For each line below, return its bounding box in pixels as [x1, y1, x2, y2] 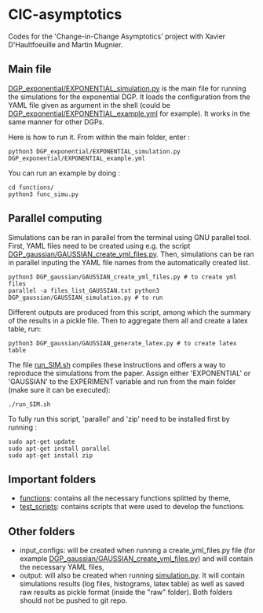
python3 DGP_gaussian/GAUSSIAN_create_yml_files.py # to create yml [8, 273, 237, 281]
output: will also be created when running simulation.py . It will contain [19, 571, 246, 580]
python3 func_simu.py [8, 190, 79, 198]
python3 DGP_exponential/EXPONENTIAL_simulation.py [8, 147, 181, 155]
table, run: [8, 324, 42, 334]
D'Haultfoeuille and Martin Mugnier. [8, 39, 123, 49]
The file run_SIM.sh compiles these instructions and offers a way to [8, 360, 226, 369]
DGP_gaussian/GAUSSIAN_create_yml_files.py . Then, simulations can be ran [8, 249, 254, 259]
